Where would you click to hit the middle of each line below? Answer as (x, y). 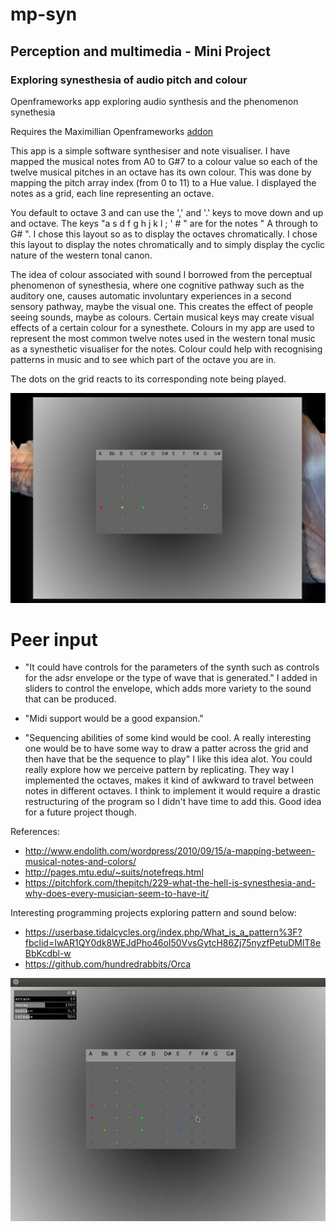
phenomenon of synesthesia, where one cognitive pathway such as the (157, 285)
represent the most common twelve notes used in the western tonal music (163, 338)
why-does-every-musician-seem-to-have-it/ (117, 894)
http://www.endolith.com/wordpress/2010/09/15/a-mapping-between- (170, 851)
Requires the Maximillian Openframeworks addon (112, 131)
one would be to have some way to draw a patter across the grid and (166, 749)
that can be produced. (70, 699)
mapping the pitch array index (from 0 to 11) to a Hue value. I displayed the (163, 182)
